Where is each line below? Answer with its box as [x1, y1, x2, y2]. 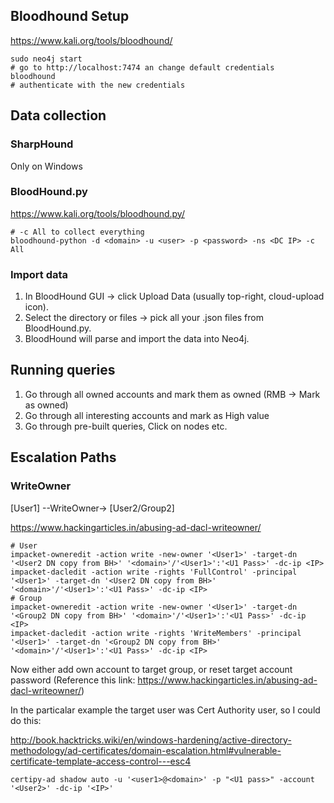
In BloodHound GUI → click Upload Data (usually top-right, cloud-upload [24, 290, 325, 303]
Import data [10, 267, 69, 281]
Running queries [10, 362, 116, 379]
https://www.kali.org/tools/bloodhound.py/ [10, 207, 185, 219]
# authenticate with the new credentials [10, 80, 186, 90]
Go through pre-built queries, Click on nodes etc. [24, 420, 228, 432]
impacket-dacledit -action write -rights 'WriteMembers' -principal [10, 628, 302, 638]
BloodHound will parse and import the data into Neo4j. [24, 333, 250, 345]
